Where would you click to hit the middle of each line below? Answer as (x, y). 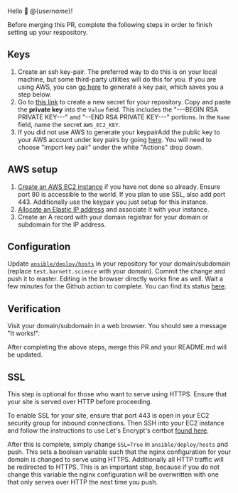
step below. (34, 94)
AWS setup (33, 169)
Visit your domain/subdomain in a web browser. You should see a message (117, 326)
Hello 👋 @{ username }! (40, 11)
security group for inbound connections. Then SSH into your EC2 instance (116, 423)
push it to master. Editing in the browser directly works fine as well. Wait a (115, 279)
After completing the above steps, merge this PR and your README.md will (117, 347)
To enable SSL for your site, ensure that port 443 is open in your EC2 (108, 416)
